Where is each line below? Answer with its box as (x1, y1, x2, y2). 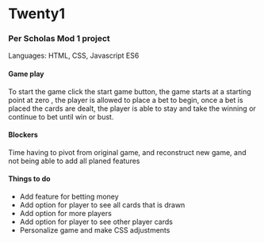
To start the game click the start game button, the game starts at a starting (8, 86, 251, 96)
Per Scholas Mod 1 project (8, 33, 111, 44)
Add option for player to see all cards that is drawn (19, 200, 186, 210)
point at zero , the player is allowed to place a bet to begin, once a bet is (8, 95, 243, 104)
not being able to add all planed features (8, 156, 140, 165)
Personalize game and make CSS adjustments (19, 226, 170, 235)
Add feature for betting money (19, 192, 119, 202)
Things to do (8, 174, 51, 184)
